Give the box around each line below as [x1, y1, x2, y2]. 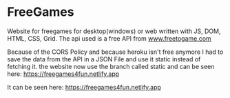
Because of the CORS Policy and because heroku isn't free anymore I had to [7, 48, 224, 56]
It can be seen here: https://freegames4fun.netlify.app [7, 83, 162, 91]
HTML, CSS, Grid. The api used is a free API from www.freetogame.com [7, 34, 211, 42]
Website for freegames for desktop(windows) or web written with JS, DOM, [7, 27, 221, 35]
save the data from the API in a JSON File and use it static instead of [7, 55, 201, 63]
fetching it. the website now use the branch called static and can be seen [7, 62, 215, 70]
